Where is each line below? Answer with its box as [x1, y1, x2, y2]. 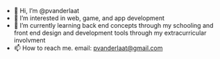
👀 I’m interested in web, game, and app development [13, 14, 165, 22]
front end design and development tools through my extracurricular [13, 28, 207, 37]
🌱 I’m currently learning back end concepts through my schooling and [13, 22, 214, 29]
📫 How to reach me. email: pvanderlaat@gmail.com [13, 44, 163, 52]
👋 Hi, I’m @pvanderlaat [13, 7, 80, 15]
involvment [13, 36, 46, 44]
